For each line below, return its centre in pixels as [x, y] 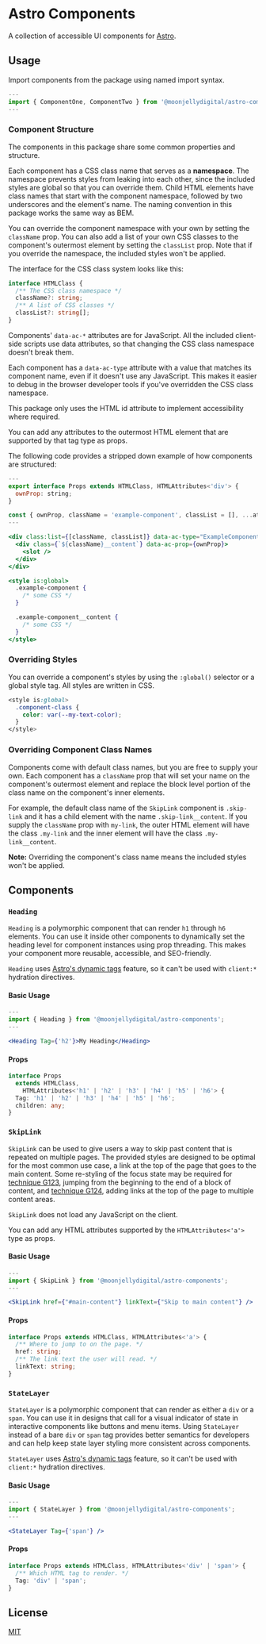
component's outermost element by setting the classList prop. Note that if [130, 245]
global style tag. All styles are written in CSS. [81, 685]
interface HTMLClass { [46, 283]
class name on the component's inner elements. [87, 792]
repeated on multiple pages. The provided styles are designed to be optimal [132, 1157]
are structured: [32, 464]
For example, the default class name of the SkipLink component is [116, 808]
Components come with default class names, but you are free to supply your [133, 767]
